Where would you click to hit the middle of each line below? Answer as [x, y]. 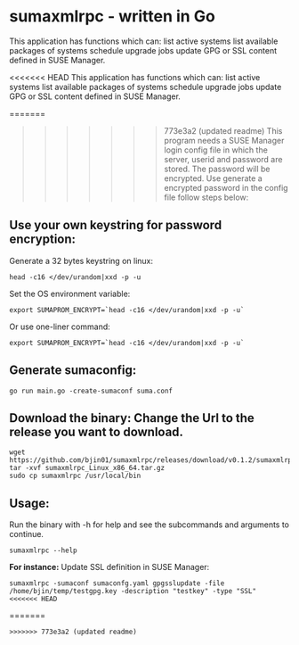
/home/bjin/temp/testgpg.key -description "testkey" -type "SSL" [133, 591]
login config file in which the [216, 150]
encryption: [43, 240]
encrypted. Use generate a [213, 178]
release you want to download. [97, 431]
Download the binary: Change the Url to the [132, 418]
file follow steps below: [206, 197]
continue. [27, 534]
